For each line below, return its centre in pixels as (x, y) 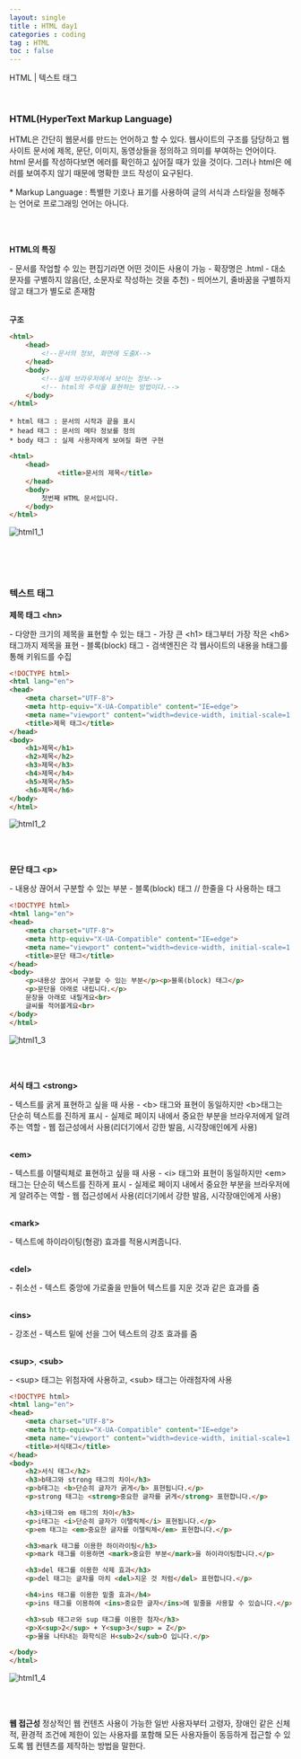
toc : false (31, 51)
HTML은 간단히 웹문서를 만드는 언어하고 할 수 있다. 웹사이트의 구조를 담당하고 (145, 139)
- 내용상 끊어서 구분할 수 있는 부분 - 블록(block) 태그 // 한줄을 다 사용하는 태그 (145, 888)
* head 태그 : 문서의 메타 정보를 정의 (73, 431)
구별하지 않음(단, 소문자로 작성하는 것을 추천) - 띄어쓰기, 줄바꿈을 (146, 280)
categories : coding (48, 34)
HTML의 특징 (33, 250)
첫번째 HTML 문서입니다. (80, 498)
